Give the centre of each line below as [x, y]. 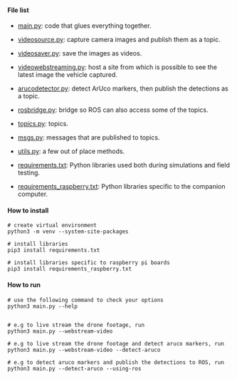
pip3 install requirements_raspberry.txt [70, 269]
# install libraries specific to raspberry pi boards [89, 263]
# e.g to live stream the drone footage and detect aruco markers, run [116, 343]
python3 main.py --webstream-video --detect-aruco [84, 350]
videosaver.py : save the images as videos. [80, 53]
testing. [29, 173]
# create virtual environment [52, 225]
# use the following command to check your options [85, 300]
